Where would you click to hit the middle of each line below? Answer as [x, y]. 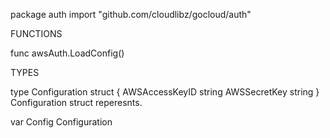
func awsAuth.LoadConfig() [67, 53]
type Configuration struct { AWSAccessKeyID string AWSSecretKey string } [165, 92]
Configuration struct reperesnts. [76, 102]
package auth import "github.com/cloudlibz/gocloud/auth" [131, 14]
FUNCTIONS [36, 33]
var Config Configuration [61, 122]
